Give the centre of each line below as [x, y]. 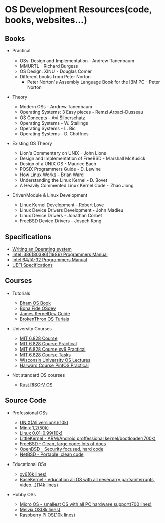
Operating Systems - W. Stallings [54, 123]
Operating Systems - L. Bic [48, 128]
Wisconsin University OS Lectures [55, 360]
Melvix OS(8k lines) [40, 510]
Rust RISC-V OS [36, 385]
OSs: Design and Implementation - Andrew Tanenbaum [77, 61]
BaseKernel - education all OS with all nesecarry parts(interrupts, [87, 480]
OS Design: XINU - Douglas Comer [56, 71]
